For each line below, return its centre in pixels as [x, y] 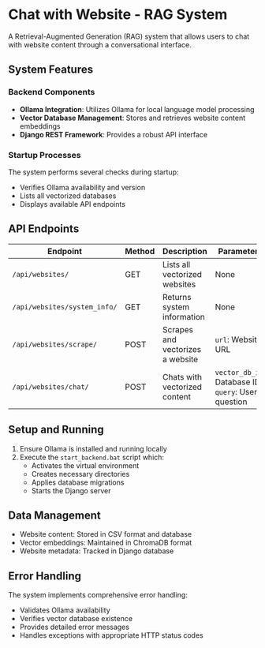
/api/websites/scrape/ [54, 344]
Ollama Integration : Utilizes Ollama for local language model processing [137, 109]
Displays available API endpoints [73, 204]
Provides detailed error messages [75, 627]
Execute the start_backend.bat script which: [91, 457]
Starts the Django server [71, 490]
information [184, 317]
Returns [177, 297]
